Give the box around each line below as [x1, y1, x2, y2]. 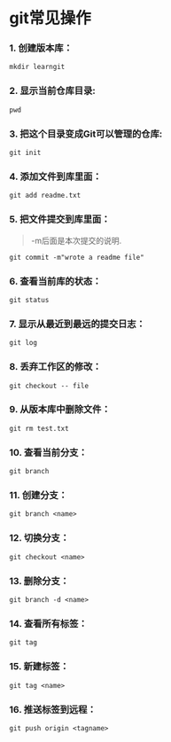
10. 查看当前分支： [9, 446, 88, 458]
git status [9, 295, 50, 304]
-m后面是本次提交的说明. [30, 235, 122, 246]
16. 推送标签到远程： [9, 703, 97, 715]
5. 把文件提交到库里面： [9, 214, 111, 226]
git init [9, 148, 42, 158]
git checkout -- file [9, 381, 89, 390]
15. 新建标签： [9, 660, 69, 673]
